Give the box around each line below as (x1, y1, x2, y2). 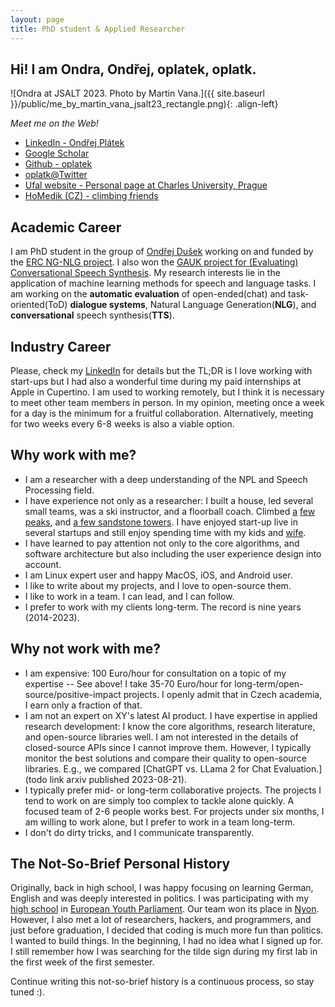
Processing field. (24, 484, 95, 496)
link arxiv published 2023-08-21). (49, 773, 187, 785)
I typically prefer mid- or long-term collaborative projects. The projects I (24, 784, 322, 796)
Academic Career (10, 219, 122, 236)
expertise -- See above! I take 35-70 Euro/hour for (24, 677, 233, 690)
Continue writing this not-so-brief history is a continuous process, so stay (10, 976, 315, 988)
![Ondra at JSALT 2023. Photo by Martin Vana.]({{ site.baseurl (10, 87, 265, 100)
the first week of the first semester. (10, 956, 155, 968)
